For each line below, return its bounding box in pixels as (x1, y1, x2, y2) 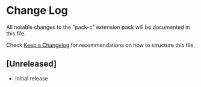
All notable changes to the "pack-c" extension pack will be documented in (6, 23, 190, 31)
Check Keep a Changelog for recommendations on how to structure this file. (6, 41, 196, 49)
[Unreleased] (6, 59, 57, 69)
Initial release (14, 74, 48, 82)
